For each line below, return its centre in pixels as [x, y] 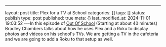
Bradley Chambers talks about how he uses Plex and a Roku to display [77, 28]
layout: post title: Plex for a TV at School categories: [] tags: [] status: [75, 13]
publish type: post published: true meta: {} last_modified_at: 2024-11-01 [78, 18]
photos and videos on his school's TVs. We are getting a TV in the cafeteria [82, 34]
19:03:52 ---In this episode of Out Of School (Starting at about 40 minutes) [81, 23]
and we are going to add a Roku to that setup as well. [59, 39]
